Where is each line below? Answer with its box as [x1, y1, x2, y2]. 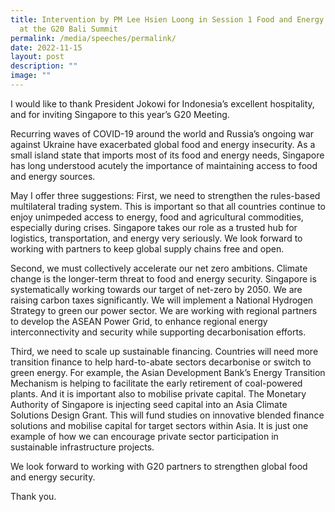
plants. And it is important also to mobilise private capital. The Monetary [10, 387, 307, 400]
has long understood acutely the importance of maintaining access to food [10, 159, 318, 171]
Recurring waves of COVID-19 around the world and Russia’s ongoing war [10, 127, 315, 140]
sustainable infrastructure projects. [10, 441, 155, 453]
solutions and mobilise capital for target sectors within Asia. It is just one [10, 419, 309, 431]
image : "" [10, 71, 52, 81]
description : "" [10, 61, 78, 71]
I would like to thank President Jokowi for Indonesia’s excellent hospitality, [10, 97, 315, 110]
